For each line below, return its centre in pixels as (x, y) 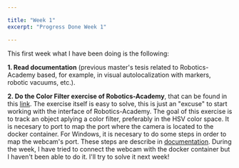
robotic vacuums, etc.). (41, 82)
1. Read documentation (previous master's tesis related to (93, 67)
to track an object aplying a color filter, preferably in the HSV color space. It (118, 119)
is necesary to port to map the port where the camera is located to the (111, 126)
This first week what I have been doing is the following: (88, 53)
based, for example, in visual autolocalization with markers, (124, 75)
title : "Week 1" (31, 20)
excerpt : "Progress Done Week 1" (57, 27)
